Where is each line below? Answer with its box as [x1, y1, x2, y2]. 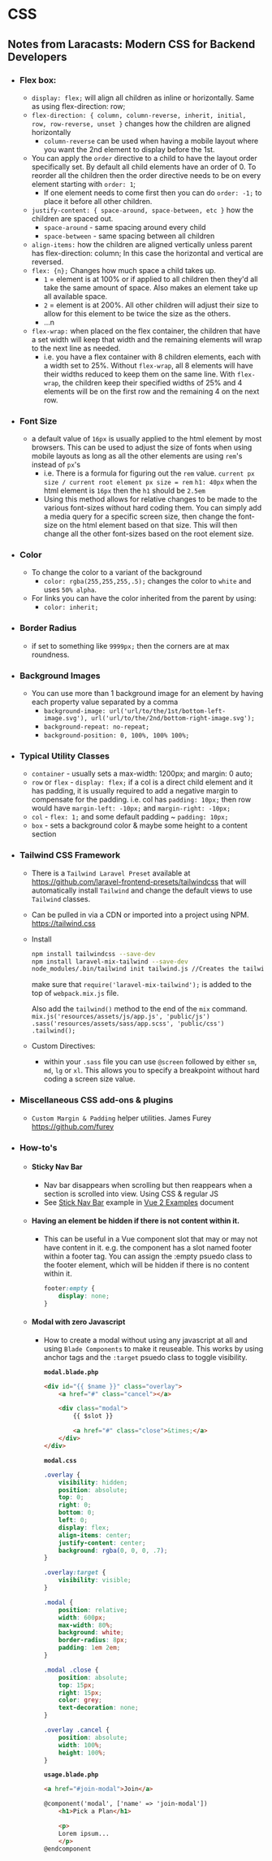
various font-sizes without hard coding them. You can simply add [43, 503, 261, 513]
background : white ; [58, 1628, 124, 1637]
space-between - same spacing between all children [43, 231, 215, 241]
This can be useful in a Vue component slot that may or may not [43, 1233, 258, 1244]
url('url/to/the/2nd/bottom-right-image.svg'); [91, 715, 255, 723]
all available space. [43, 291, 108, 301]
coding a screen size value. [43, 1074, 136, 1084]
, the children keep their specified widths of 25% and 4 [58, 377, 243, 387]
